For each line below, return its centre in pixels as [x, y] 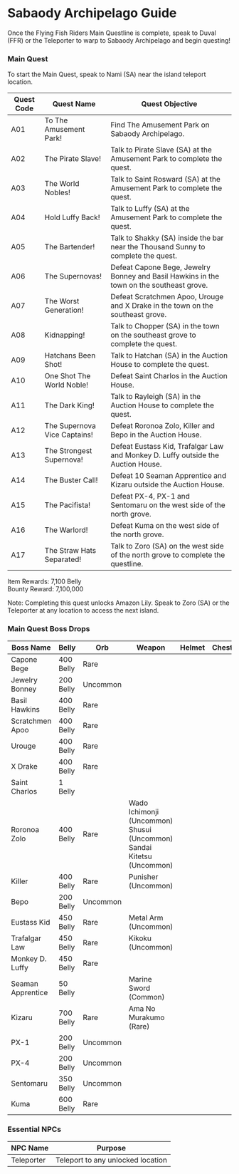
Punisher [143, 876]
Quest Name [74, 104]
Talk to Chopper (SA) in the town [165, 326]
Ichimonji [144, 811]
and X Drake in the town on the [161, 306]
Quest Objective [169, 104]
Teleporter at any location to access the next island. [83, 611]
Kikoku [140, 938]
